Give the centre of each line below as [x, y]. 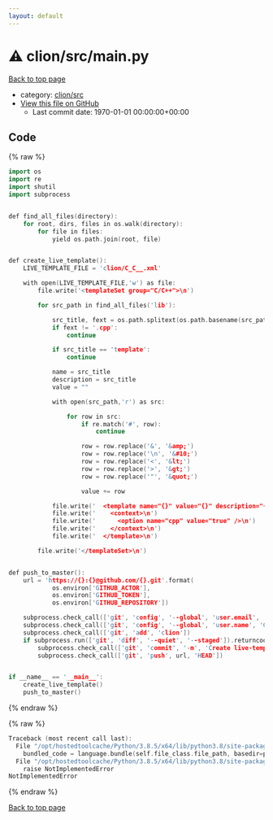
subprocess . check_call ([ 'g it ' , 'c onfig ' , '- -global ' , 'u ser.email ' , [141, 618]
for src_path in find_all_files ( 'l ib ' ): [107, 305]
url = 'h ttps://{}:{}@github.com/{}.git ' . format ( [109, 580]
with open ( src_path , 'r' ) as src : [108, 402]
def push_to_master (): [47, 573]
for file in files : [71, 231]
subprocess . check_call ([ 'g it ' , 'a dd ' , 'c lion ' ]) [107, 632]
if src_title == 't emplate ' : [101, 350]
